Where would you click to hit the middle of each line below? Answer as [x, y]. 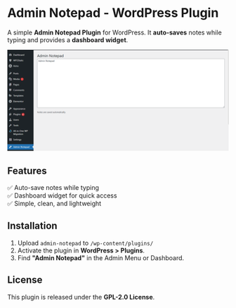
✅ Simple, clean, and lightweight [54, 204]
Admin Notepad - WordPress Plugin [113, 13]
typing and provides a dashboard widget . [68, 39]
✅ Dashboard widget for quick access [62, 195]
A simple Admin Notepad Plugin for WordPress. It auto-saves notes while [115, 32]
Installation [32, 226]
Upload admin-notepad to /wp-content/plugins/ [85, 243]
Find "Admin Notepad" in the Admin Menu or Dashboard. [101, 257]
